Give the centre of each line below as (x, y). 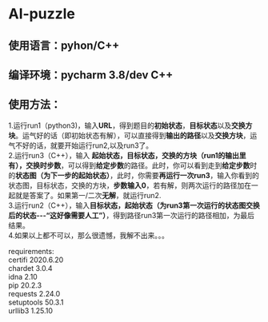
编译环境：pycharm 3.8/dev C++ (91, 75)
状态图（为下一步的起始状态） (63, 175)
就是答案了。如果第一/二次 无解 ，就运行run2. (88, 195)
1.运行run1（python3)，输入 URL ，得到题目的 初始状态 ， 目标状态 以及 (120, 125)
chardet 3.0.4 (30, 268)
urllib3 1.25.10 (31, 310)
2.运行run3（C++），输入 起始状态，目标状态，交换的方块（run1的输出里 (127, 155)
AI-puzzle (42, 14)
